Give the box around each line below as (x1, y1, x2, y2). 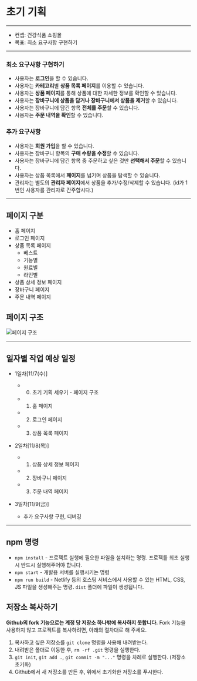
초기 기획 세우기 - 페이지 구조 (32, 388, 99, 395)
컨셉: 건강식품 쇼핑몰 (14, 31, 62, 38)
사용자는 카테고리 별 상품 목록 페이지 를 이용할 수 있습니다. (14, 82, 145, 89)
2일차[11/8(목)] (14, 442, 49, 449)
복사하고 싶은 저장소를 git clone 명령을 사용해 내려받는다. (14, 639, 148, 646)
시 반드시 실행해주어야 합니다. (14, 561, 83, 568)
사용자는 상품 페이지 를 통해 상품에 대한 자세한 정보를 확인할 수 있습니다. (14, 89, 177, 97)
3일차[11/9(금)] (14, 500, 49, 507)
